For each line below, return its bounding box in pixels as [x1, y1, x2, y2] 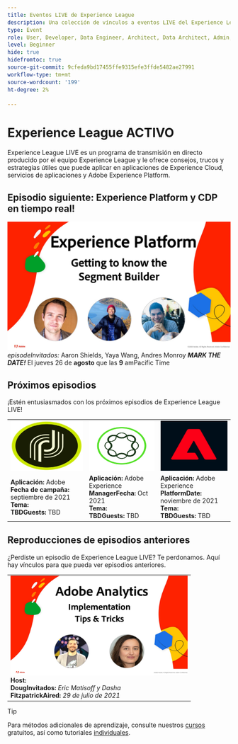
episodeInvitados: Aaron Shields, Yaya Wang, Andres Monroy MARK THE [7, 351, 221, 360]
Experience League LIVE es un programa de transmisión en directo [7, 149, 203, 157]
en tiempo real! [7, 202, 76, 214]
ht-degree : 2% [7, 86, 50, 93]
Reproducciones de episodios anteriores [7, 534, 191, 546]
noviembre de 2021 [160, 496, 218, 505]
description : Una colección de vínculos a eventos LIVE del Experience [7, 18, 223, 26]
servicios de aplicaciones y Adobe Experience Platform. [7, 171, 171, 180]
